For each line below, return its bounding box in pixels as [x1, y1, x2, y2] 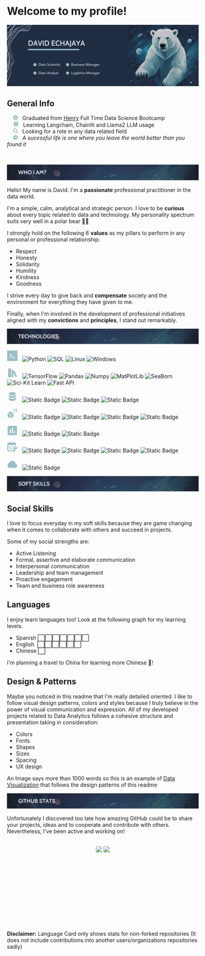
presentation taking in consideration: [7, 718, 99, 726]
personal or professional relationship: [7, 236, 100, 243]
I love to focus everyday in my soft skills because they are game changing [7, 520, 192, 527]
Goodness [15, 280, 42, 287]
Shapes [15, 743, 35, 751]
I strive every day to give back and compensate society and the [7, 291, 167, 299]
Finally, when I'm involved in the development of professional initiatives [7, 310, 186, 317]
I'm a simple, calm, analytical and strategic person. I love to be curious [7, 204, 184, 211]
